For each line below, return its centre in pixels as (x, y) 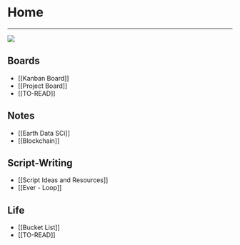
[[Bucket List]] (39, 227)
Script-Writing (40, 162)
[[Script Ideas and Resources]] (63, 180)
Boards (24, 61)
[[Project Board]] (42, 86)
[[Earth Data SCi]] (44, 133)
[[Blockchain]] (39, 141)
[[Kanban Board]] (43, 78)
